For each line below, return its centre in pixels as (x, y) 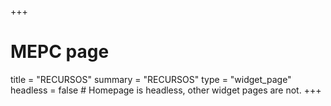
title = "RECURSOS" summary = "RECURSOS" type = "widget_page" (151, 79)
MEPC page (60, 52)
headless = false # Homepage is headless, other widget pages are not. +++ (166, 90)
